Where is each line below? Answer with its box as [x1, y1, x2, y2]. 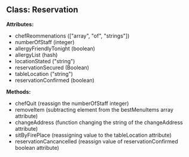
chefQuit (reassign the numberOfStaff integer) [14, 100, 129, 107]
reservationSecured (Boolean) [14, 64, 90, 71]
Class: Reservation [6, 5, 79, 15]
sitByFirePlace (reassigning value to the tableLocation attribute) [14, 131, 172, 138]
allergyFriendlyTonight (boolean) [14, 45, 96, 52]
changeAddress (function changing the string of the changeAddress [14, 119, 184, 126]
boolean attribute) [14, 144, 60, 151]
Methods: [6, 88, 31, 95]
